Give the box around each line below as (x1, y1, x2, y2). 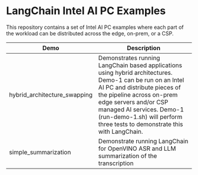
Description (126, 44, 161, 52)
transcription (98, 159, 134, 167)
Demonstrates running (98, 54, 160, 62)
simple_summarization (9, 148, 71, 156)
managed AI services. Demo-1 (98, 105, 184, 113)
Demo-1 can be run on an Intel (98, 75, 184, 84)
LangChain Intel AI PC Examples (6, 4, 166, 18)
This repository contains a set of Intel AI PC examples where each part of (6, 24, 184, 31)
